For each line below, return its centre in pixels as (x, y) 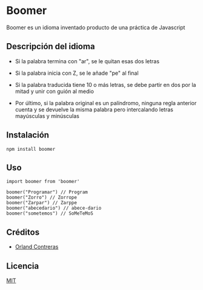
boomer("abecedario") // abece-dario (54, 208)
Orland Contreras (37, 247)
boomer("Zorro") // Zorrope (42, 198)
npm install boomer (31, 149)
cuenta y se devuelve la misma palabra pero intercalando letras (94, 109)
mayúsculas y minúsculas (47, 116)
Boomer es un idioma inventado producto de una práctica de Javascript (96, 27)
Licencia (23, 266)
